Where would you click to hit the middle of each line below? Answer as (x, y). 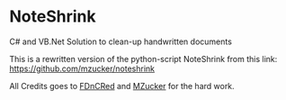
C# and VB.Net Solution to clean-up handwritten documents (121, 41)
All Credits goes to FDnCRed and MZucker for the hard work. (122, 86)
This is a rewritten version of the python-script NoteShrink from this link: (143, 59)
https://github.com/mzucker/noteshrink (82, 68)
